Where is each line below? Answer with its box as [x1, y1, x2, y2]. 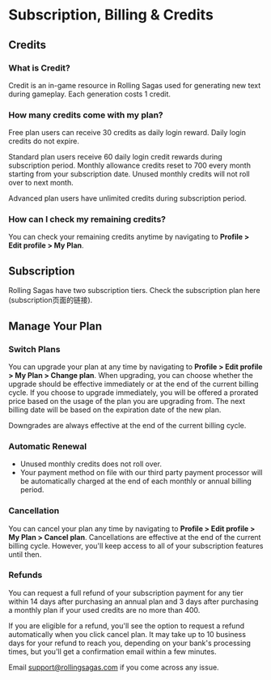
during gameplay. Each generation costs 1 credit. [8, 89, 171, 99]
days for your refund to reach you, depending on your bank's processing [8, 638, 251, 648]
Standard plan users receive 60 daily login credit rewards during [8, 152, 222, 162]
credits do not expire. [8, 136, 79, 147]
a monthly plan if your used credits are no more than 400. [8, 605, 201, 614]
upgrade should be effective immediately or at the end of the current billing [8, 379, 259, 389]
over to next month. [8, 178, 74, 188]
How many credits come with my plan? [8, 109, 163, 121]
